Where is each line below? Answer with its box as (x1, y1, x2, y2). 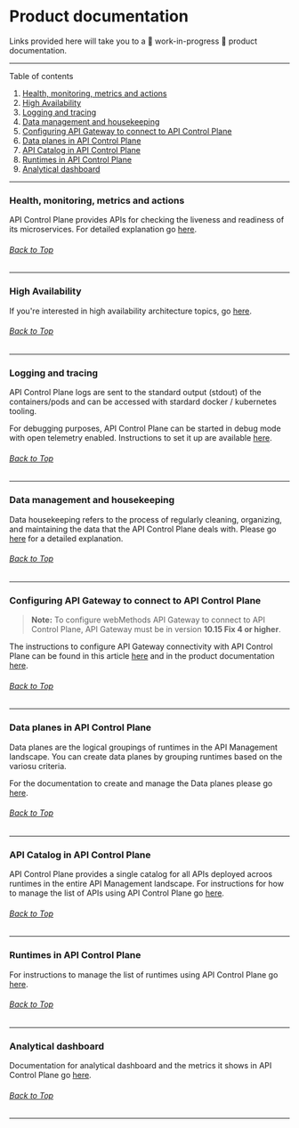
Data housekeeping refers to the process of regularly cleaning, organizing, (9, 514, 282, 524)
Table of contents (9, 70, 74, 81)
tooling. (9, 406, 37, 417)
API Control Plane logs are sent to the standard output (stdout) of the (9, 387, 262, 398)
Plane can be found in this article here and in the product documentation (9, 651, 275, 661)
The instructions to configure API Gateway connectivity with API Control (9, 641, 273, 652)
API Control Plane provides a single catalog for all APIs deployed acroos (9, 869, 273, 880)
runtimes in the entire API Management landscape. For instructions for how (9, 879, 285, 889)
